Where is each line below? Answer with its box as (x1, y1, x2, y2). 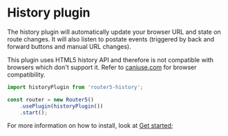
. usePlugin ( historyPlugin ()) (19, 102, 104, 110)
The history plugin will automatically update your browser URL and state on (7, 28, 221, 36)
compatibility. (7, 70, 46, 79)
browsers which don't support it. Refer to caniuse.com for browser (7, 63, 197, 71)
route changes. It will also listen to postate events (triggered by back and (7, 35, 215, 43)
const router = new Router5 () (7, 96, 95, 103)
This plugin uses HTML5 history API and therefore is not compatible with (7, 55, 214, 64)
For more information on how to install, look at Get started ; (7, 122, 173, 130)
